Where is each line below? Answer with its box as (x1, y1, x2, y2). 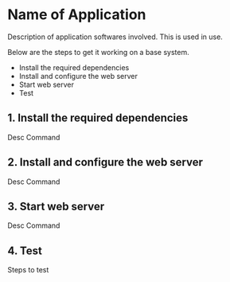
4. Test (7, 244, 43, 257)
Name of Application (7, 6, 146, 24)
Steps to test (7, 265, 49, 275)
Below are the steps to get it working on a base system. (7, 47, 190, 57)
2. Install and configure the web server (7, 155, 204, 169)
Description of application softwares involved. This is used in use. (7, 32, 224, 41)
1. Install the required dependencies (7, 112, 189, 125)
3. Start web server (7, 199, 105, 213)
